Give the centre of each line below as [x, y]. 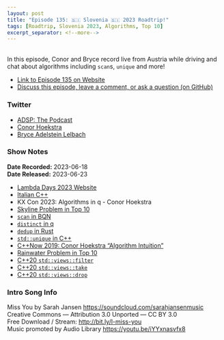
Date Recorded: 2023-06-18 [47, 167]
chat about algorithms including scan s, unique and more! [86, 66]
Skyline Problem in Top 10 [53, 209]
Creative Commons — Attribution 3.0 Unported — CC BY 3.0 [92, 315]
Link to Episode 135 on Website [61, 80]
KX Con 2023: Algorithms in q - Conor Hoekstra [84, 202]
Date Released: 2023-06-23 [47, 174]
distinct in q [36, 224]
